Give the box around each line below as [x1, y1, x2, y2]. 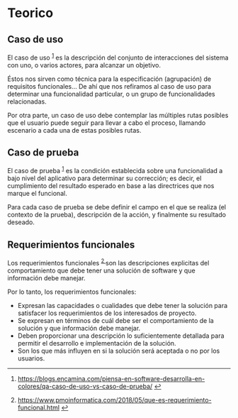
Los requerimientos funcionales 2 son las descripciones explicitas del [7, 257, 210, 267]
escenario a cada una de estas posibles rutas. [7, 126, 142, 134]
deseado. [7, 218, 35, 226]
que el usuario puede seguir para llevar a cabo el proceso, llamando [7, 119, 206, 127]
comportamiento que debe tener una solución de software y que [7, 266, 196, 275]
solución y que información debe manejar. [17, 324, 141, 332]
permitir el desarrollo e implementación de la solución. [17, 339, 176, 347]
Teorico [7, 5, 54, 21]
